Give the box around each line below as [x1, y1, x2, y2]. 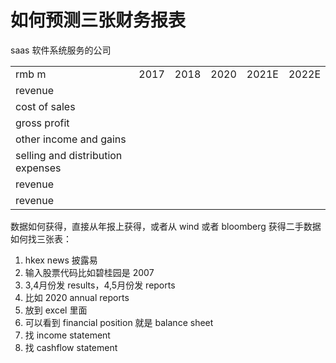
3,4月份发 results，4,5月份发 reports [24, 279, 176, 291]
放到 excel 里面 [24, 304, 88, 316]
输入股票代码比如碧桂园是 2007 [24, 266, 155, 278]
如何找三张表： [10, 232, 72, 245]
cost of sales [15, 99, 76, 113]
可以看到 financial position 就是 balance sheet [24, 316, 214, 328]
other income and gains [15, 132, 127, 146]
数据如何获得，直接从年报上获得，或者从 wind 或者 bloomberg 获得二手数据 [10, 220, 322, 232]
